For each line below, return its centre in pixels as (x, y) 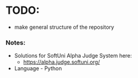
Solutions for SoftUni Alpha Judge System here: (73, 56)
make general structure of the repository (64, 27)
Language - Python (38, 68)
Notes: (16, 43)
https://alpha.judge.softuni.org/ (62, 62)
